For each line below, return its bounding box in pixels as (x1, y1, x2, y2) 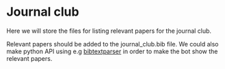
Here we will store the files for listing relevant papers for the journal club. (6, 27, 212, 35)
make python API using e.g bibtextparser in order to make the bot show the (6, 47, 218, 55)
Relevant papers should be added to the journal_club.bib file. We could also (6, 40, 220, 48)
